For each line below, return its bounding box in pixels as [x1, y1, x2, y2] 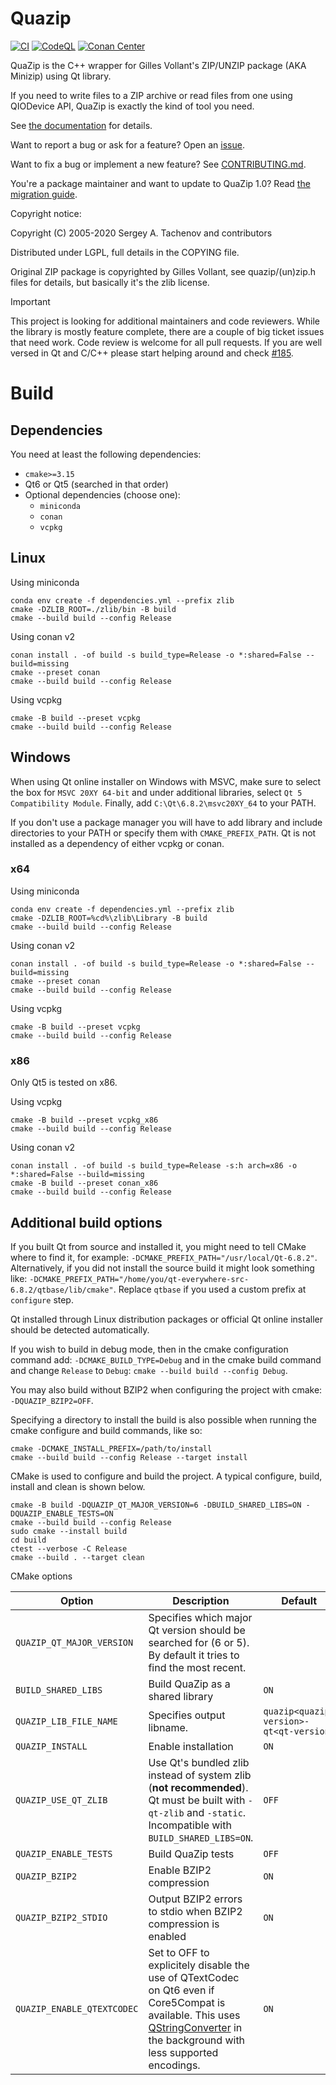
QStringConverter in [148, 2020, 243, 2034]
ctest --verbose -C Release [10, 1543, 128, 1554]
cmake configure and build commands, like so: [10, 1424, 203, 1436]
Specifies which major [148, 1610, 253, 1624]
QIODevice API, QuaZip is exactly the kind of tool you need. [10, 100, 255, 112]
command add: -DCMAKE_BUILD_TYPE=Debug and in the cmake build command [10, 1353, 322, 1366]
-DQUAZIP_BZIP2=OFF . [10, 1394, 94, 1406]
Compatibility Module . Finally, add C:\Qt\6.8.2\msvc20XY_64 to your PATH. [10, 797, 317, 809]
